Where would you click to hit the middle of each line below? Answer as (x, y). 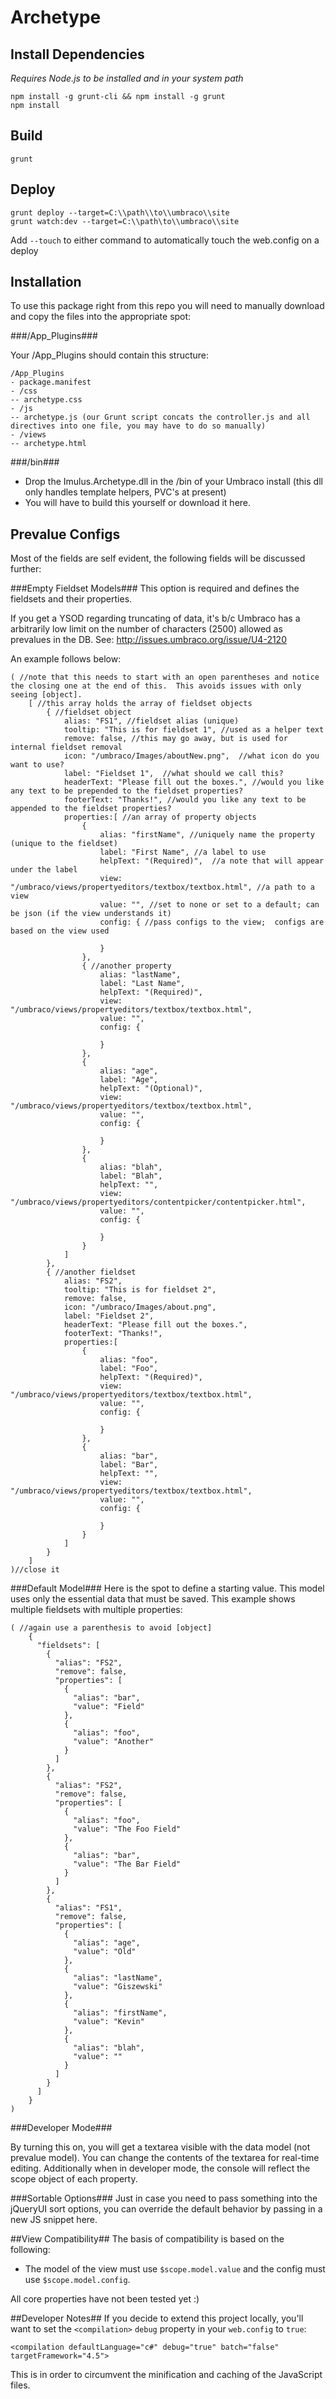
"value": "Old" (105, 1952)
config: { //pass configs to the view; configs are (212, 922)
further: (26, 569)
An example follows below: (66, 659)
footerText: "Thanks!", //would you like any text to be (185, 800)
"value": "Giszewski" (118, 1987)
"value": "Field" (109, 1707)
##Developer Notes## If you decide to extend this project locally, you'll (157, 2318)
